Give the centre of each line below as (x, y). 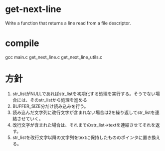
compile (22, 43)
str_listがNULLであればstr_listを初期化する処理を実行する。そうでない (84, 93)
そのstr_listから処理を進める (58, 100)
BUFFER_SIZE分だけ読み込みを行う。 (50, 106)
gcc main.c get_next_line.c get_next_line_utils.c (54, 57)
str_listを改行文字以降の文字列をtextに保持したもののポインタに (78, 137)
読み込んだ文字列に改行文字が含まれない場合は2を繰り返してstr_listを (84, 112)
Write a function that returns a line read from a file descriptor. (68, 23)
